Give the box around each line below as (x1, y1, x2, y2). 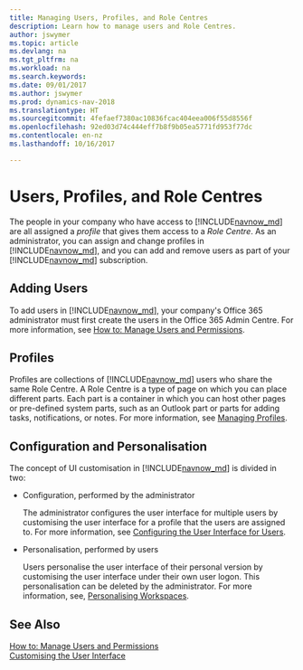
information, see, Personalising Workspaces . (22, 590, 190, 601)
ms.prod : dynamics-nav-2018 (9, 97, 116, 107)
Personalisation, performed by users (22, 544, 159, 555)
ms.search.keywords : (9, 72, 88, 81)
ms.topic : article (9, 38, 79, 48)
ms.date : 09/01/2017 (9, 80, 88, 90)
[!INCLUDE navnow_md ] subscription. (9, 254, 148, 265)
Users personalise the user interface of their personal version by (22, 561, 264, 572)
